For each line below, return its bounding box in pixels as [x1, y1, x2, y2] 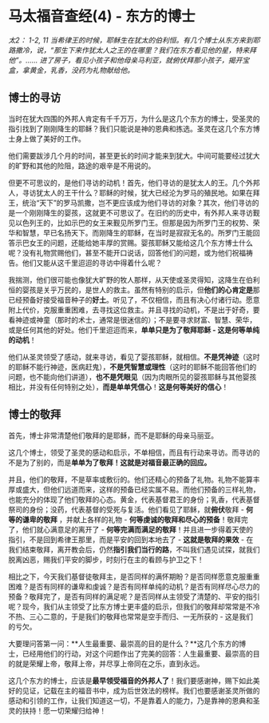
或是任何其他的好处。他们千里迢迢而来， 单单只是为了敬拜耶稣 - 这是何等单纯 [8, 325, 260, 335]
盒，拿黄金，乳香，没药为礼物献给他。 [8, 65, 134, 74]
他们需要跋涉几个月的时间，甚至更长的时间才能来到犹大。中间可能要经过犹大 [8, 151, 260, 160]
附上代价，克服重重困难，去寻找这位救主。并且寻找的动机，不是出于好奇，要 [8, 305, 260, 315]
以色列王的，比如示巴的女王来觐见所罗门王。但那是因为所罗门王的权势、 [14, 218, 253, 227]
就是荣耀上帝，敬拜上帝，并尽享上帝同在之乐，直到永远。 [14, 658, 204, 669]
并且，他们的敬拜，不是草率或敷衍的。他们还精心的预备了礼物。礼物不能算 [8, 474, 253, 484]
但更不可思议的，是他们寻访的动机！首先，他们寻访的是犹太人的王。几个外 [8, 178, 253, 187]
